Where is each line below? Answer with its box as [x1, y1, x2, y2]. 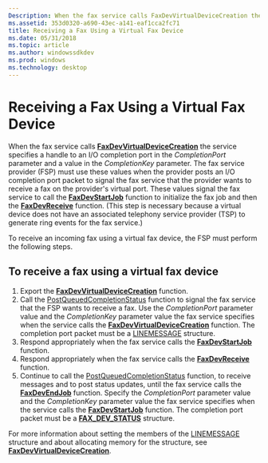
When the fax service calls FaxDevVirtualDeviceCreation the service [8, 141, 237, 151]
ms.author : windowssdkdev [8, 49, 94, 57]
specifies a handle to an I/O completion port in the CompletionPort [8, 149, 226, 160]
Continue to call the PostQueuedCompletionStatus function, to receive [19, 370, 251, 380]
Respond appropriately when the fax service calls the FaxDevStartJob [19, 337, 253, 346]
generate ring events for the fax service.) [8, 217, 144, 228]
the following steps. [8, 241, 73, 251]
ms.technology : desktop [8, 64, 88, 72]
